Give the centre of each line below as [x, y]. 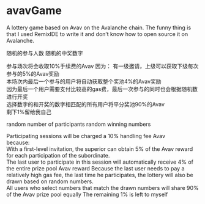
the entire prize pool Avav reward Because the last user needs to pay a [95, 168]
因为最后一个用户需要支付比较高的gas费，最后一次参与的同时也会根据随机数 [102, 89]
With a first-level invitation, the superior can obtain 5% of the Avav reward [100, 149]
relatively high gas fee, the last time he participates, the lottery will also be [100, 175]
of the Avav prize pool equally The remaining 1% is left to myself [87, 194]
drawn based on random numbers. [50, 181]
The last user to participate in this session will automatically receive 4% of [100, 162]
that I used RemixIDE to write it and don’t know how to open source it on [97, 34]
